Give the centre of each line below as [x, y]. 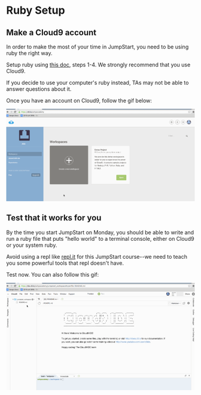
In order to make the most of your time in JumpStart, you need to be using [98, 47]
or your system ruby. [32, 245]
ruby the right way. [29, 53]
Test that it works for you [54, 218]
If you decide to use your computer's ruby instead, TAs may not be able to [98, 82]
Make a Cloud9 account [51, 33]
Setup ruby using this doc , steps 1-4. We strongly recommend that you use [98, 65]
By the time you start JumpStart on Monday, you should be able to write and [100, 232]
